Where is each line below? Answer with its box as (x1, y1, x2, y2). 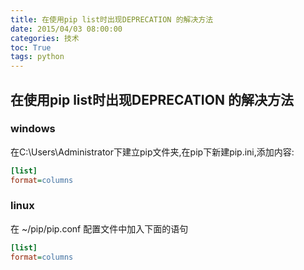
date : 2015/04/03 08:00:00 (10, 24, 123, 34)
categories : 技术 (10, 33, 80, 43)
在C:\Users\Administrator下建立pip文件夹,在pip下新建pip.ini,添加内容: (10, 146, 295, 158)
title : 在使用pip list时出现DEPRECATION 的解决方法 (10, 14, 214, 25)
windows (10, 122, 56, 136)
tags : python (10, 52, 65, 62)
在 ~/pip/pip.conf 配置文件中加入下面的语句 (10, 222, 189, 235)
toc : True (10, 42, 52, 53)
